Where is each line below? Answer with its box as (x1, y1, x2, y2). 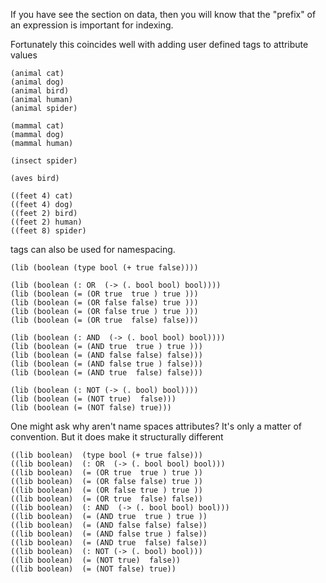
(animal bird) (10, 86, 70, 96)
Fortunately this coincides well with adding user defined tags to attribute (10, 39, 309, 50)
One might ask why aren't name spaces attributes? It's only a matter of (10, 420, 302, 432)
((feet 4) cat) (10, 191, 74, 201)
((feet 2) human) (10, 217, 83, 227)
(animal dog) (10, 77, 65, 87)
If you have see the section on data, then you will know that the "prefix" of (10, 9, 317, 20)
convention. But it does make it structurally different (10, 431, 224, 443)
